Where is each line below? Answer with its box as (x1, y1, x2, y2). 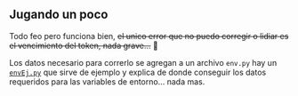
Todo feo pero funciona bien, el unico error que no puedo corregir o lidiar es (9, 30, 289, 41)
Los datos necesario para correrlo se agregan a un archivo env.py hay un (9, 57, 278, 68)
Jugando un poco (9, 7, 109, 22)
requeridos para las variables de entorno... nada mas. (9, 76, 205, 87)
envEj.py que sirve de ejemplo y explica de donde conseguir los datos (9, 67, 267, 77)
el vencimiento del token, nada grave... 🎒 (9, 40, 158, 51)
